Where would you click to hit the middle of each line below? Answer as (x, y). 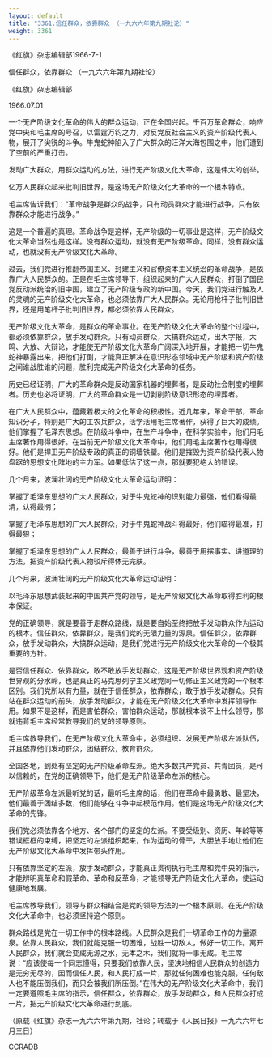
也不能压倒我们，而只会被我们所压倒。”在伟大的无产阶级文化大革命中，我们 (139, 984)
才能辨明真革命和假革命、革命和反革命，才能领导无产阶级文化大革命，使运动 (136, 878)
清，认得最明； (33, 507)
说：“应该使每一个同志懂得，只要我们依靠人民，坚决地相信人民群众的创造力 (134, 963)
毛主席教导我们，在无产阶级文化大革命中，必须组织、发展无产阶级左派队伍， (136, 738)
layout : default (36, 16)
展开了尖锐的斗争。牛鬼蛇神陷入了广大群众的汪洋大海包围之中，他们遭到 (143, 142)
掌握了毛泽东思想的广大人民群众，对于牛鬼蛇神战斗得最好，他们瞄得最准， (132, 524)
